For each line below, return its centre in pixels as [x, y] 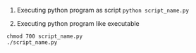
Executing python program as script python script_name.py [103, 10]
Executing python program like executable [78, 23]
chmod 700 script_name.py [44, 36]
